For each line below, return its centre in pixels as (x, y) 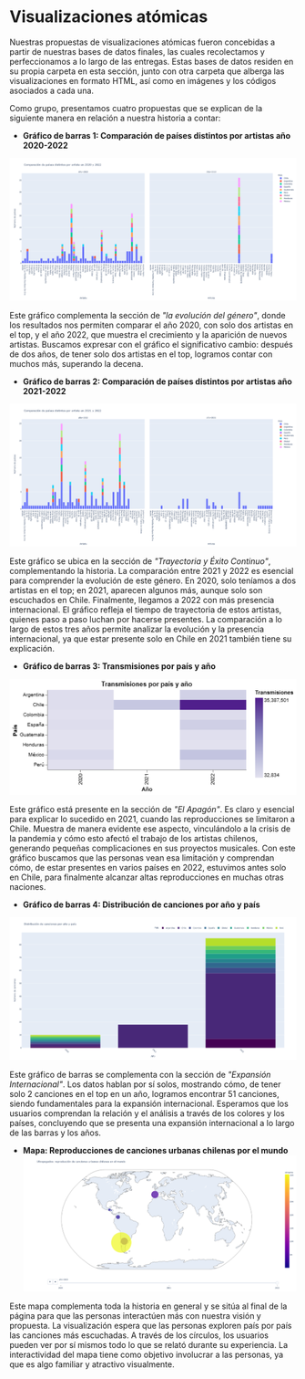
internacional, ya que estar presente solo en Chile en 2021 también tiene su (151, 639)
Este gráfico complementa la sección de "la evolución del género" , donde (147, 316)
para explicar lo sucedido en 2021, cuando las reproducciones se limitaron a (152, 820)
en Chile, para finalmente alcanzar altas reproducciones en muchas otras (147, 877)
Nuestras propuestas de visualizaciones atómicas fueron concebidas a (142, 42)
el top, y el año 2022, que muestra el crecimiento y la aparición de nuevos (148, 335)
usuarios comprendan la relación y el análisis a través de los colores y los (147, 1113)
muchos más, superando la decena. (76, 364)
